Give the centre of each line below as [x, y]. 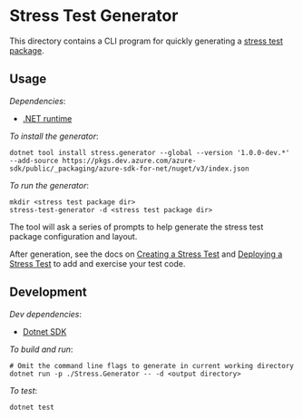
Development [49, 292]
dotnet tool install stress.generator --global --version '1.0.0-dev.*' [150, 152]
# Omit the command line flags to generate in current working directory [152, 365]
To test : [24, 390]
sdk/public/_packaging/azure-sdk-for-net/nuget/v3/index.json [129, 169]
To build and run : [41, 349]
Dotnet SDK [44, 331]
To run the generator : [49, 185]
